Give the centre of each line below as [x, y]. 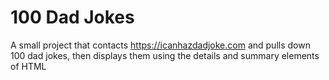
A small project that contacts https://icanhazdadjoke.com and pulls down [160, 45]
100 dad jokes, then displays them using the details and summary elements [165, 55]
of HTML [28, 66]
